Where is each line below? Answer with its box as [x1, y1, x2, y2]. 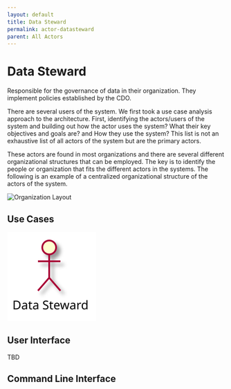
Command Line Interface [7, 373, 116, 385]
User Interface [7, 334, 71, 346]
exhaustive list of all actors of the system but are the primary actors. [7, 137, 202, 145]
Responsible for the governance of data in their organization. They [7, 87, 196, 95]
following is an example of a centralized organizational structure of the [7, 172, 208, 181]
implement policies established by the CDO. [7, 94, 131, 102]
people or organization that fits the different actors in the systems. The [7, 165, 209, 173]
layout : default [7, 11, 54, 18]
